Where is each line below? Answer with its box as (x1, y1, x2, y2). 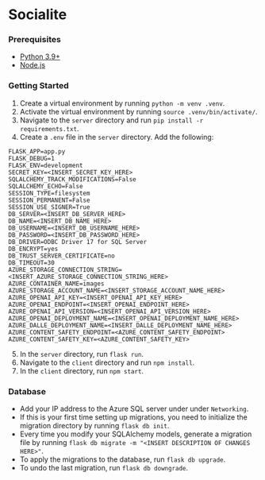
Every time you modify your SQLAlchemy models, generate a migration (19, 429, 252, 439)
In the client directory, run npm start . (19, 366, 144, 375)
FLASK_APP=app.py (8, 147, 66, 156)
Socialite (8, 6, 67, 24)
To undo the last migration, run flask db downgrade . (19, 463, 189, 473)
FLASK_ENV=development (8, 161, 83, 169)
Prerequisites (8, 34, 61, 45)
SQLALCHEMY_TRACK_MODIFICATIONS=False (8, 175, 136, 184)
